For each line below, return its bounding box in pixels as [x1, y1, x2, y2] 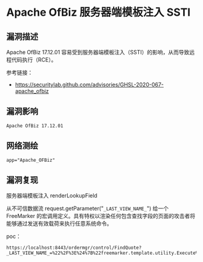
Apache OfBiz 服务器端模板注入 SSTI [6, 5, 191, 19]
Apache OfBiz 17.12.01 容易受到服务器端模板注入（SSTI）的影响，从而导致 [6, 49, 190, 56]
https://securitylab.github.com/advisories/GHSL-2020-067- [14, 81, 164, 88]
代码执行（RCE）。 [11, 56, 57, 63]
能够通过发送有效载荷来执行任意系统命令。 [6, 220, 112, 227]
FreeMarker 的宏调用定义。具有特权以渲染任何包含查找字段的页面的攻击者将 [6, 212, 195, 220]
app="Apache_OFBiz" [6, 157, 56, 163]
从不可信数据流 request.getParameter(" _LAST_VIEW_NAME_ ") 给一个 [6, 205, 169, 212]
